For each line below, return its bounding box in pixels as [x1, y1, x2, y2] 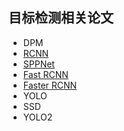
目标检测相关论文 [8, 9, 114, 27]
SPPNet [22, 58, 55, 70]
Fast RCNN [22, 68, 69, 80]
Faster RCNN [22, 79, 78, 91]
